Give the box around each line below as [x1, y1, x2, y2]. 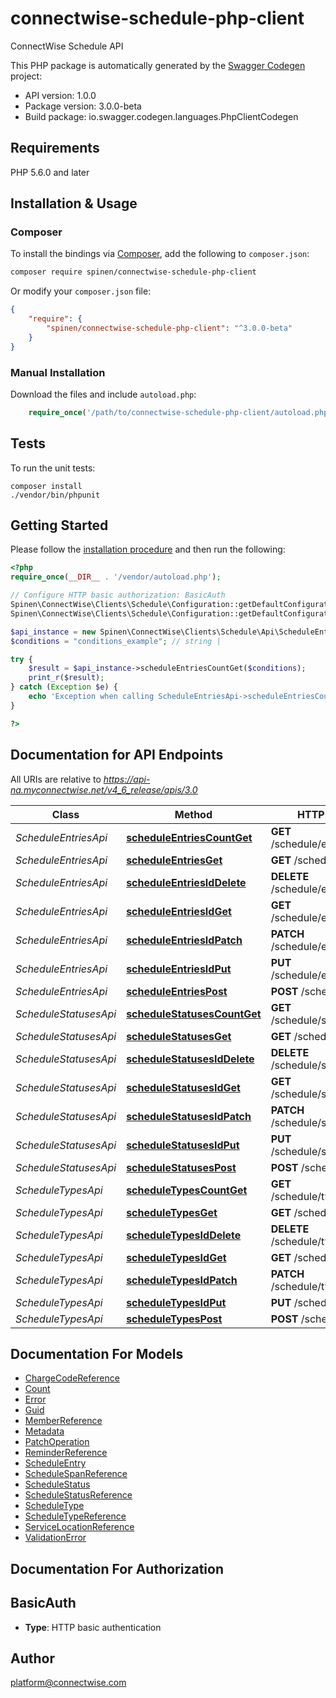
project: [10, 70, 43, 82]
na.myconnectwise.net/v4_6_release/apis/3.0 [10, 783, 198, 796]
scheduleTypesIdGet [126, 1250, 227, 1264]
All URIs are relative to [10, 773, 102, 785]
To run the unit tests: [10, 462, 96, 474]
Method [174, 807, 213, 821]
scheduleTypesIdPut [126, 1295, 227, 1309]
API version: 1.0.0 [24, 89, 97, 101]
